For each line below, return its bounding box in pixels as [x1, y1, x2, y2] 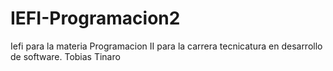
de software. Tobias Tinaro [10, 50, 121, 62]
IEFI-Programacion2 [10, 7, 181, 30]
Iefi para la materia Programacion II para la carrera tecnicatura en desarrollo [10, 40, 323, 52]
